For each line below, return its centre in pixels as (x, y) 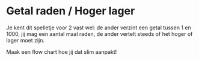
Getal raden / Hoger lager (71, 11)
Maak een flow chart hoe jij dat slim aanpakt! (62, 51)
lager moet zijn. (26, 40)
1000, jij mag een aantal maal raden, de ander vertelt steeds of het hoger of (99, 33)
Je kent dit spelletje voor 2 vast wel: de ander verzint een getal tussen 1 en (99, 28)
